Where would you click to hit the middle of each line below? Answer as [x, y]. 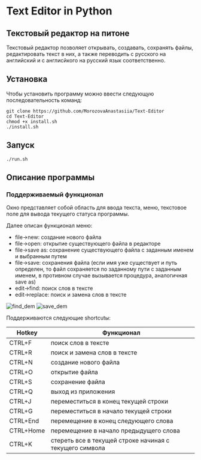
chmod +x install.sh [32, 121]
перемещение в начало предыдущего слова [115, 431]
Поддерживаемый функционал [55, 195]
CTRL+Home [27, 431]
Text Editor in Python [59, 11]
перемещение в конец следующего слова [112, 421]
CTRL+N [21, 363]
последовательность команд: [44, 100]
